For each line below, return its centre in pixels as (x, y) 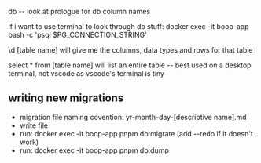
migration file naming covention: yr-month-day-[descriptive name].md (133, 117)
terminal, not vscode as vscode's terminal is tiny (86, 73)
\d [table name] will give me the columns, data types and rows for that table (130, 50)
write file (34, 125)
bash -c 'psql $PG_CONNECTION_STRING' (77, 35)
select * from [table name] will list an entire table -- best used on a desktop (130, 65)
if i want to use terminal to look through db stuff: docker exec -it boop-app (129, 26)
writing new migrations (66, 98)
